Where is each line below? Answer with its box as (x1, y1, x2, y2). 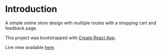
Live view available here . (5, 44, 55, 50)
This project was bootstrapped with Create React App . (5, 35, 116, 41)
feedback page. (5, 25, 38, 31)
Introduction (5, 3, 57, 15)
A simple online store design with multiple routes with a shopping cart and (5, 20, 157, 26)
